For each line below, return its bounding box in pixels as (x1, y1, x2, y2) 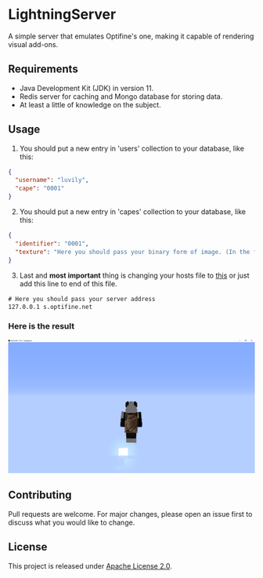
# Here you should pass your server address (8, 295, 156, 303)
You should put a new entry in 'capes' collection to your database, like (19, 207, 247, 216)
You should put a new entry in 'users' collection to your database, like (19, 144, 245, 153)
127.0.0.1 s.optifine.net (8, 303, 92, 311)
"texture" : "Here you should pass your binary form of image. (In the (15, 248, 250, 256)
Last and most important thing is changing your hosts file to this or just (19, 271, 250, 280)
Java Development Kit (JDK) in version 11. (19, 83, 154, 93)
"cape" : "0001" (15, 184, 65, 193)
